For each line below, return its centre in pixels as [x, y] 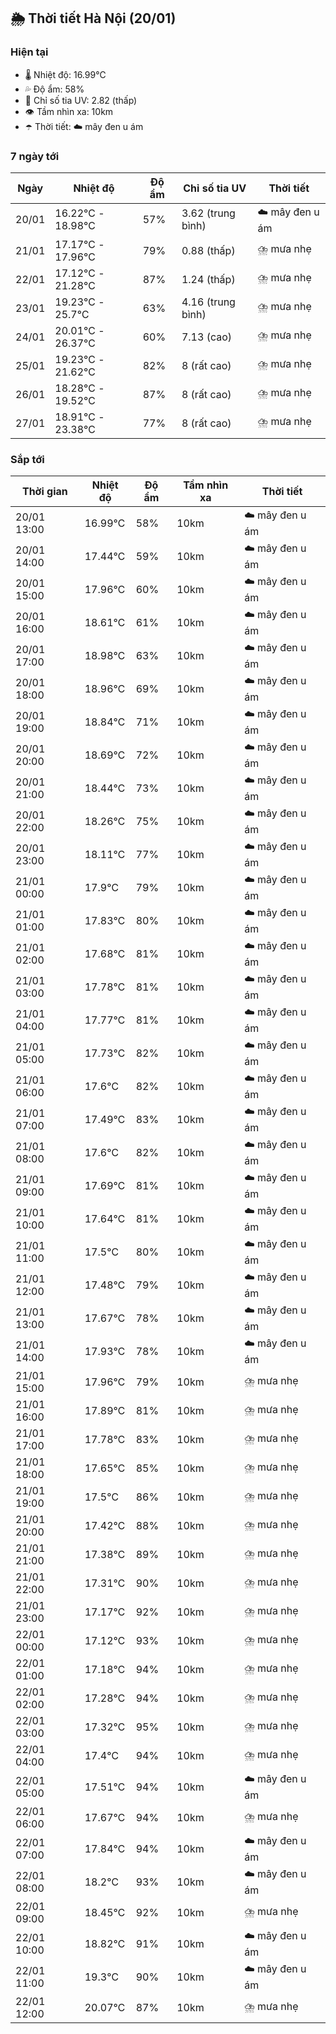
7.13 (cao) [207, 337]
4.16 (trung [208, 302]
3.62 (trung [208, 213]
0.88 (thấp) [208, 250]
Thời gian [44, 492]
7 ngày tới [35, 156]
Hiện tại [29, 52]
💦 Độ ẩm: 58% [54, 89]
